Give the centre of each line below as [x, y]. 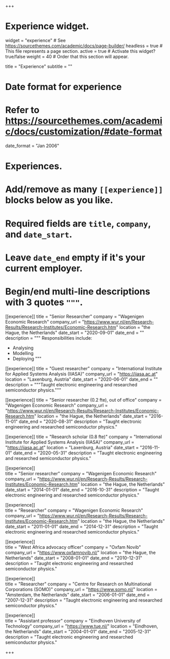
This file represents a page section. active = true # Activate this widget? [80, 51]
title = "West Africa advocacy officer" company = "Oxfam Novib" [73, 547]
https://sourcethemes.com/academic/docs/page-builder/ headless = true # [84, 46]
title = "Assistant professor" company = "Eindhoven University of [73, 620]
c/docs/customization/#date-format [84, 132]
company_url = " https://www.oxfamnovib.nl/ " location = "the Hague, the [80, 552]
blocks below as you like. [59, 200]
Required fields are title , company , [78, 223]
